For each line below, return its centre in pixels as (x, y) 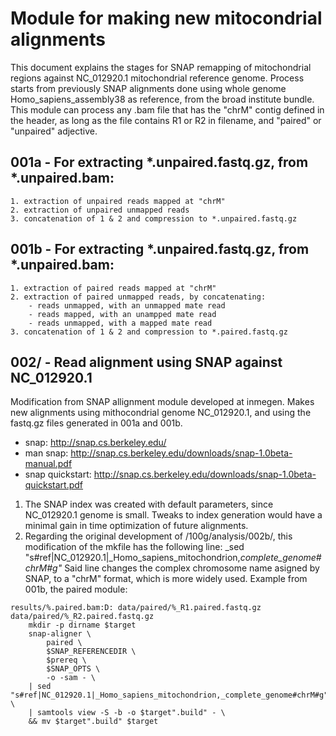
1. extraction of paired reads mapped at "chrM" (113, 288)
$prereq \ (66, 660)
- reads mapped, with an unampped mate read (122, 314)
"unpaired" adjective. (54, 131)
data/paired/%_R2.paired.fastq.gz (82, 617)
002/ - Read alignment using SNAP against (146, 362)
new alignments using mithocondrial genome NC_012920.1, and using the (161, 413)
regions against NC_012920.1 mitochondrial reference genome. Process (157, 78)
